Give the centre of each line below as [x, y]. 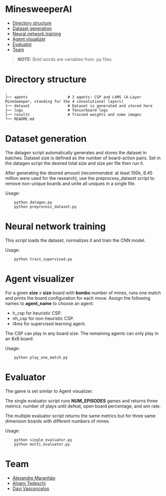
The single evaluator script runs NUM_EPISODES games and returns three [82, 401]
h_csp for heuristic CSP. [37, 313]
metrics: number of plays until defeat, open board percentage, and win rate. [83, 406]
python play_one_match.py [41, 357]
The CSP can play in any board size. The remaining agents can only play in [82, 333]
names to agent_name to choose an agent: [49, 303]
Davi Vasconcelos [31, 489]
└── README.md [20, 119]
